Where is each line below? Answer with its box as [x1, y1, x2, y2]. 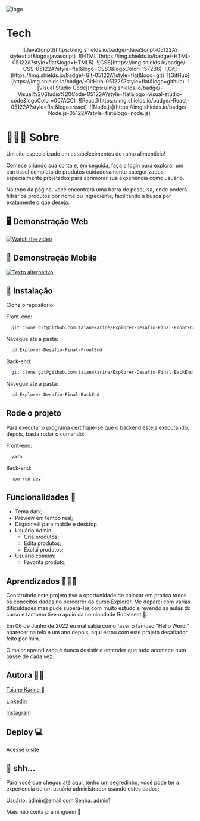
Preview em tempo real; [14, 515, 73, 522]
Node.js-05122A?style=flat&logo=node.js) [48, 109, 151, 116]
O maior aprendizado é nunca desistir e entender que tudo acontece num [6, 647, 186, 653]
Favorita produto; [23, 559, 67, 566]
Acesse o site [6, 746, 40, 753]
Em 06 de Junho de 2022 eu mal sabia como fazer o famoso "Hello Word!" [6, 622, 189, 629]
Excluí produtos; [23, 546, 64, 553]
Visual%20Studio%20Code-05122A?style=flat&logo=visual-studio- [17, 90, 183, 98]
